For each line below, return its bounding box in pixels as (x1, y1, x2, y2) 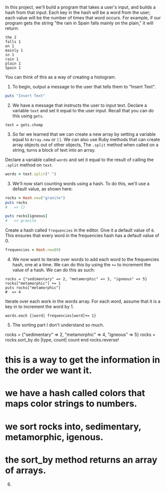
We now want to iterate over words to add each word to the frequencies (12, 256, 160, 262)
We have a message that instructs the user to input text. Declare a (12, 102, 147, 108)
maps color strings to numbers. (5, 398, 137, 409)
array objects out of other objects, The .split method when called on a (12, 142, 159, 148)
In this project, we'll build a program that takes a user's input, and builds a (5, 4, 156, 10)
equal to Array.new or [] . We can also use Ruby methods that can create (12, 136, 160, 142)
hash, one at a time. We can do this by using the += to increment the (12, 262, 151, 267)
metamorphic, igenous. (5, 431, 104, 443)
